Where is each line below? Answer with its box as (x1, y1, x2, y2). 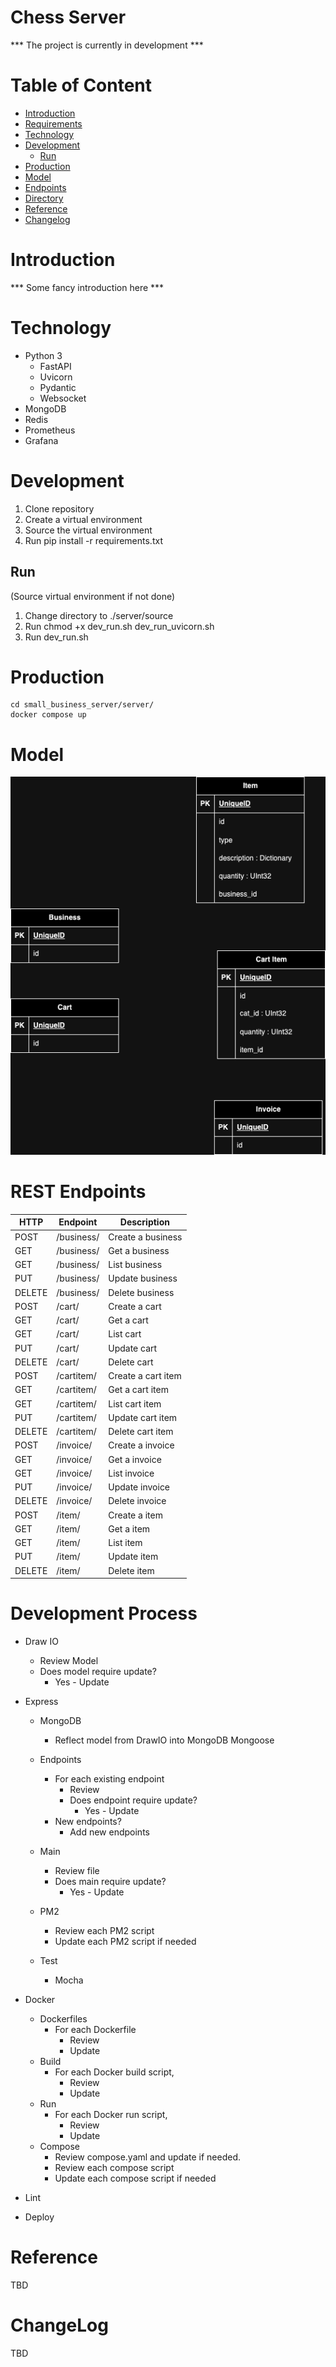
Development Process (10, 1602, 198, 1625)
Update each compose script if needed (54, 2172, 217, 2185)
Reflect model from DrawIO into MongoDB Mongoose (54, 1734, 275, 1746)
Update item (108, 1551, 159, 1563)
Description (119, 1216, 170, 1228)
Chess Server (10, 6, 127, 29)
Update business (108, 1272, 178, 1285)
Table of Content (10, 74, 153, 97)
